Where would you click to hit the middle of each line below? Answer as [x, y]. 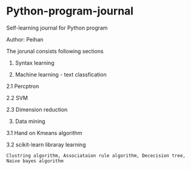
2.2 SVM [17, 98]
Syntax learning [35, 63]
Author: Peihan [25, 39]
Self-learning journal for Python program [57, 28]
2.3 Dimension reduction [37, 109]
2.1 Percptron [23, 86]
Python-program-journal [70, 11]
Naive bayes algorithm [35, 161]
